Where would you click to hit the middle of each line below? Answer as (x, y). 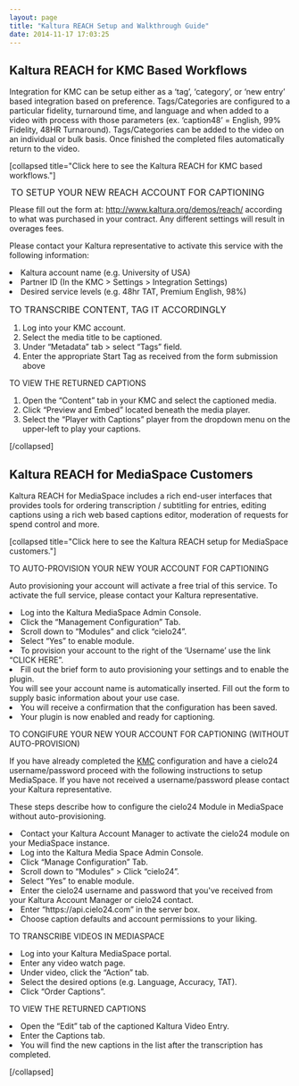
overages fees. (37, 229)
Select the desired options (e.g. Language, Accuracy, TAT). (129, 982)
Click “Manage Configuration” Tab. (85, 862)
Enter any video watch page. (73, 963)
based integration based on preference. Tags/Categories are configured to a (150, 101)
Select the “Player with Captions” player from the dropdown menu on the (156, 420)
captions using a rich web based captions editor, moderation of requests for (149, 515)
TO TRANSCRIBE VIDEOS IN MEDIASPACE (87, 936)
